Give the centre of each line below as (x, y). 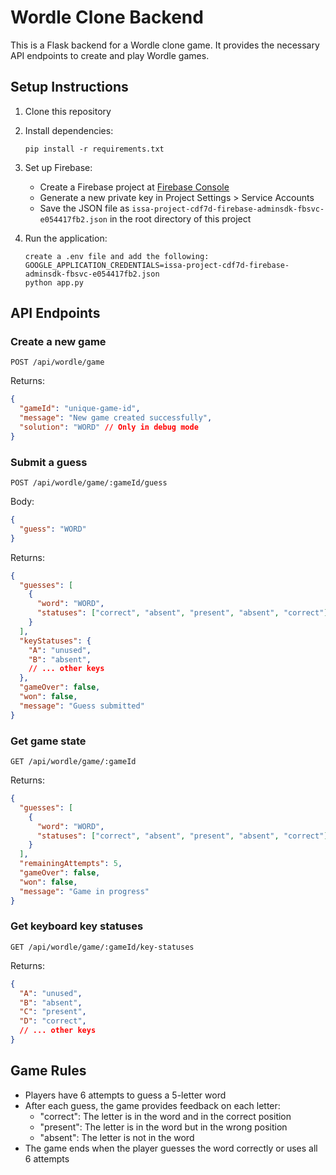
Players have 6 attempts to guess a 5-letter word (125, 1095)
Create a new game (58, 342)
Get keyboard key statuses (77, 926)
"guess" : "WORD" (53, 529)
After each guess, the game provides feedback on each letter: (152, 1105)
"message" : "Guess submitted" (82, 706)
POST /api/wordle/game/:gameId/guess (89, 483)
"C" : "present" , (53, 1012)
